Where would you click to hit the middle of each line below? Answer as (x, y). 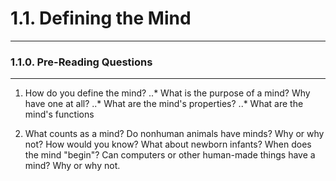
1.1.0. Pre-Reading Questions (81, 62)
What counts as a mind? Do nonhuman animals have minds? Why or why (174, 134)
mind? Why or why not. (72, 166)
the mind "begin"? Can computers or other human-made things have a (170, 155)
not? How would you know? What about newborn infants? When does (168, 144)
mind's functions (59, 114)
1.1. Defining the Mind (101, 18)
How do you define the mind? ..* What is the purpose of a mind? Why (167, 93)
